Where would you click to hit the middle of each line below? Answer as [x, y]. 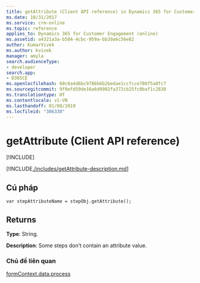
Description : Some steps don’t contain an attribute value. [76, 245]
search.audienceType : [33, 61]
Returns [21, 220]
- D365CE [17, 78]
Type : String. [22, 234]
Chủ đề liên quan [31, 261]
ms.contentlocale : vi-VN [37, 100]
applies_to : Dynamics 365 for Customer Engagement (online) [82, 34]
